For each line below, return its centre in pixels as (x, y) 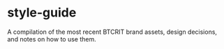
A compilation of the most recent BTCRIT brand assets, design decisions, (112, 32)
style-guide (42, 13)
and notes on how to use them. (52, 39)
